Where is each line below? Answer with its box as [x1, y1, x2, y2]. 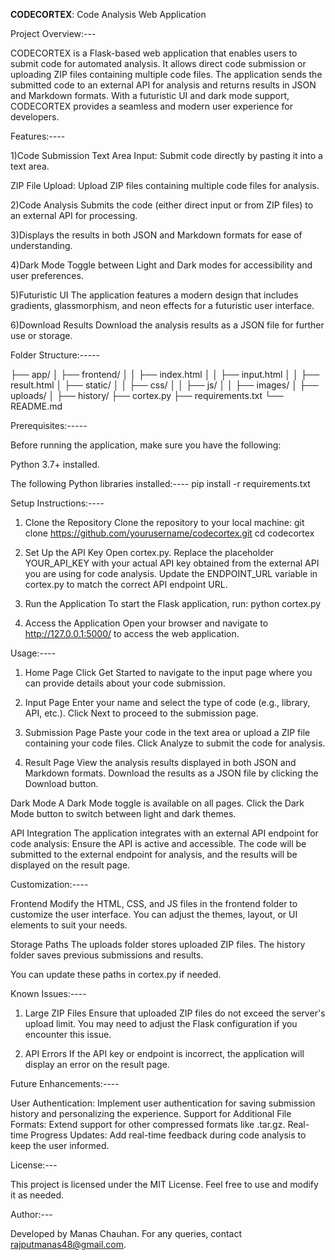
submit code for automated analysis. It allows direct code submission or [10, 58, 307, 69]
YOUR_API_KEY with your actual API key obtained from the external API [24, 557, 320, 569]
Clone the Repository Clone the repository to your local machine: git [24, 517, 305, 528]
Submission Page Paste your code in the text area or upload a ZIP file [24, 727, 311, 738]
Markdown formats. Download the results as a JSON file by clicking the [24, 767, 319, 779]
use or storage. [10, 330, 73, 341]
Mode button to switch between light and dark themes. [10, 808, 237, 819]
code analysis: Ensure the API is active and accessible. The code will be [10, 838, 307, 849]
